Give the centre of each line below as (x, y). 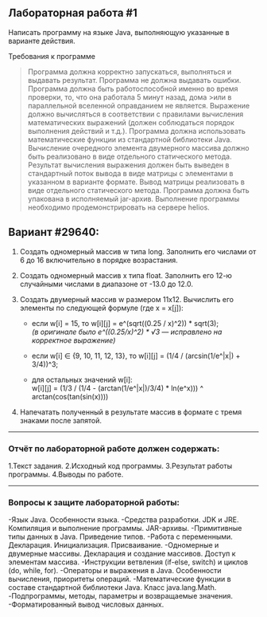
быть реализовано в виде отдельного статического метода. (130, 156)
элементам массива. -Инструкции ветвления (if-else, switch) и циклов (128, 562)
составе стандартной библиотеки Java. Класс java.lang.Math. (112, 588)
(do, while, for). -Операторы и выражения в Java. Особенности (115, 571)
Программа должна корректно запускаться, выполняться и (130, 72)
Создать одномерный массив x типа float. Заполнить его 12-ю (126, 275)
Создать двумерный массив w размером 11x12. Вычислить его (127, 299)
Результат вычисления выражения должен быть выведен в (128, 165)
